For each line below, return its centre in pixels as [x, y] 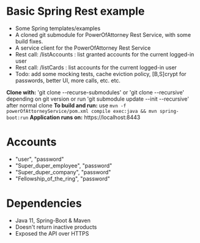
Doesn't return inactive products [56, 227]
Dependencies [44, 203]
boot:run [17, 118]
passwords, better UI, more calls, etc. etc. [68, 80]
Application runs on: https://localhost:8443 [85, 117]
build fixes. [29, 41]
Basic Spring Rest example [76, 11]
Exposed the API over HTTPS [52, 233]
